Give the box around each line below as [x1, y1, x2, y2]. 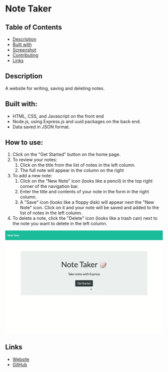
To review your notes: [12, 157, 57, 163]
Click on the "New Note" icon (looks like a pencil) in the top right [19, 178, 153, 184]
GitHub [12, 361, 27, 367]
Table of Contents [5, 23, 62, 32]
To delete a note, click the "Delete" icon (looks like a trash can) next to [12, 215, 157, 221]
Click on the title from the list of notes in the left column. [19, 162, 136, 168]
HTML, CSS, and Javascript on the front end [12, 113, 104, 119]
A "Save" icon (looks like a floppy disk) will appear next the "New [19, 199, 154, 205]
